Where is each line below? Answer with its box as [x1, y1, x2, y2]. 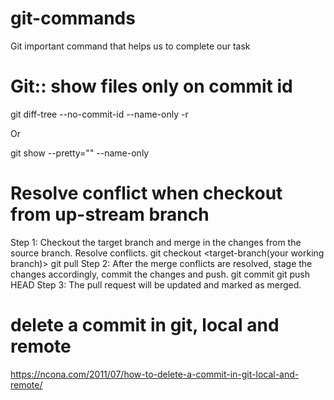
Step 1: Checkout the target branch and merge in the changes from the [10, 236, 302, 248]
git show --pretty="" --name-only [10, 147, 150, 159]
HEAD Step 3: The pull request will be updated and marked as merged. [10, 278, 302, 291]
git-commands [10, 7, 136, 30]
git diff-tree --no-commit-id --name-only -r [10, 108, 189, 120]
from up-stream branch [10, 203, 210, 226]
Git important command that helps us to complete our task [10, 40, 251, 52]
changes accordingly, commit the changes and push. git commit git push [10, 268, 311, 280]
